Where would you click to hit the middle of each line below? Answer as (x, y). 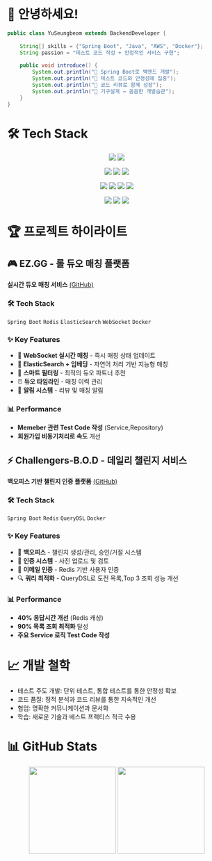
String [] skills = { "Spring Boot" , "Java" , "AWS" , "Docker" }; (112, 46)
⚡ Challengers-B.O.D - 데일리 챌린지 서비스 (97, 460)
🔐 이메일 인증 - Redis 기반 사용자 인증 (68, 569)
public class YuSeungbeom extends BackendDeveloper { (87, 33)
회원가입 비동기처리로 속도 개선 (59, 436)
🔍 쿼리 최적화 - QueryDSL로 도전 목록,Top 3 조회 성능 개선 (98, 578)
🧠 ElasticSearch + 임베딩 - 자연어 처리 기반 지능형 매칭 (92, 364)
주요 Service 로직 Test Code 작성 (63, 635)
